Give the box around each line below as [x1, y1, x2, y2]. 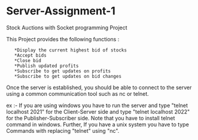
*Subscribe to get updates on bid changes [14, 73, 121, 79]
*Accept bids [14, 52, 47, 58]
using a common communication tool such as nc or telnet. [6, 90, 150, 97]
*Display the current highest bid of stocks [14, 47, 127, 53]
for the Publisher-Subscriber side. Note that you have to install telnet [6, 114, 175, 121]
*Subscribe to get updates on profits [14, 68, 111, 74]
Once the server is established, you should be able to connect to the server [6, 84, 192, 91]
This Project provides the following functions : [6, 35, 120, 42]
